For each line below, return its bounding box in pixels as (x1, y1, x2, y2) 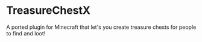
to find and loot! (6, 29, 46, 37)
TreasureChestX (6, 4, 90, 17)
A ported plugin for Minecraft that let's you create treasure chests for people (6, 23, 197, 31)
